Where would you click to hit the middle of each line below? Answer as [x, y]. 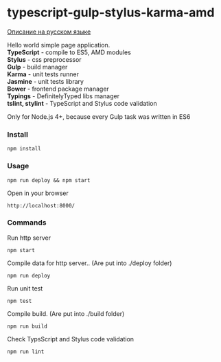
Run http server [29, 238]
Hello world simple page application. [59, 45]
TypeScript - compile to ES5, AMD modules [69, 52]
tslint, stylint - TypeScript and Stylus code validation [82, 103]
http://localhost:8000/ [41, 205]
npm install [24, 149]
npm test [20, 301]
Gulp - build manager [37, 67]
